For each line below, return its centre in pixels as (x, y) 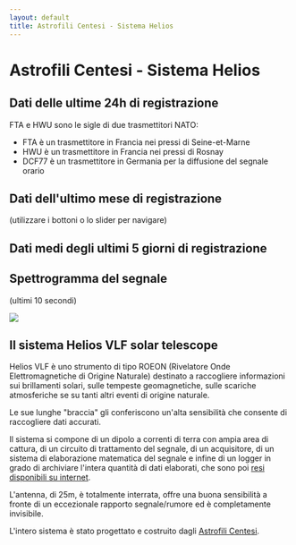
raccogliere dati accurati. (55, 422)
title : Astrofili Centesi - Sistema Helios (92, 26)
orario (33, 170)
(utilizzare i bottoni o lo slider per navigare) (88, 220)
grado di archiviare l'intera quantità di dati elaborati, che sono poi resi (137, 468)
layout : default (39, 17)
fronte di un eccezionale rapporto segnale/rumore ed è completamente (140, 504)
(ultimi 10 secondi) (43, 300)
